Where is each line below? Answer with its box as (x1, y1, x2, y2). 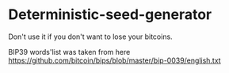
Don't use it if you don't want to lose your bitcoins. (8, 32, 173, 41)
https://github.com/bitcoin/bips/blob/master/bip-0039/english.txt (8, 56, 221, 65)
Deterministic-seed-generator (8, 6, 212, 24)
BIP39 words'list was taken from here (8, 47, 131, 56)
